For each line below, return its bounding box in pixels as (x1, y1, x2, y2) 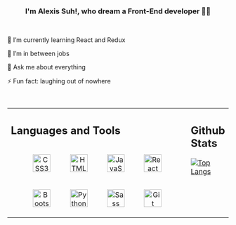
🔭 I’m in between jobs (7, 49, 70, 58)
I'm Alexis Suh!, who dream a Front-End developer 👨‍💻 (25, 6, 211, 16)
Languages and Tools (11, 123, 121, 137)
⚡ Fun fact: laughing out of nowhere (7, 77, 111, 86)
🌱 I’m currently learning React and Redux (7, 36, 126, 44)
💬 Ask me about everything (7, 63, 86, 71)
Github (190, 123, 225, 137)
